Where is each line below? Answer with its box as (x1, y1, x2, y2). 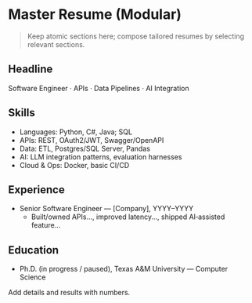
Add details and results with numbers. (8, 288, 131, 298)
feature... (31, 221, 61, 230)
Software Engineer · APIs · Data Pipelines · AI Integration (8, 83, 189, 93)
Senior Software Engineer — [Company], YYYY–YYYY (19, 204, 194, 214)
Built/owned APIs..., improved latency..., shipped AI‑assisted (31, 212, 225, 221)
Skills (8, 106, 35, 119)
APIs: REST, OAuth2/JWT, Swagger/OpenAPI (19, 135, 164, 144)
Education (8, 243, 59, 257)
